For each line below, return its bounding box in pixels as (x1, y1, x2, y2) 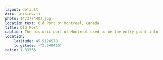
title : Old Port (5, 25, 38, 30)
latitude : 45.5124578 (14, 39, 58, 44)
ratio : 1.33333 (5, 47, 36, 52)
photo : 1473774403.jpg (5, 16, 51, 21)
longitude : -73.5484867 (14, 43, 62, 48)
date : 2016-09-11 (5, 12, 41, 16)
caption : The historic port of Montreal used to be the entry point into (5, 30, 159, 34)
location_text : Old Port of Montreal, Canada (5, 20, 99, 26)
